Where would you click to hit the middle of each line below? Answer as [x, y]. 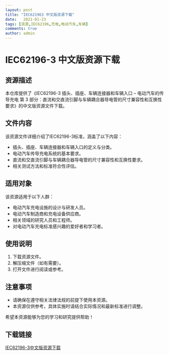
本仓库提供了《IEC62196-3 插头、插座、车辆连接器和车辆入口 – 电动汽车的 [82, 93]
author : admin [20, 33]
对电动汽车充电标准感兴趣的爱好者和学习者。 [59, 226]
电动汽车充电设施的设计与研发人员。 [50, 207]
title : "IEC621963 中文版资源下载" [40, 15]
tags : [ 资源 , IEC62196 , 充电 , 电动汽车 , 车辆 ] [47, 24]
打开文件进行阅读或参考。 [39, 269]
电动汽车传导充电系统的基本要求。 [48, 153]
